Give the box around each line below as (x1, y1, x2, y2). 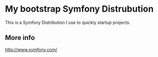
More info (5, 34, 35, 42)
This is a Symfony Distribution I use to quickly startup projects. (5, 19, 130, 25)
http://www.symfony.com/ (5, 46, 57, 52)
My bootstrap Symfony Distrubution (5, 3, 154, 15)
